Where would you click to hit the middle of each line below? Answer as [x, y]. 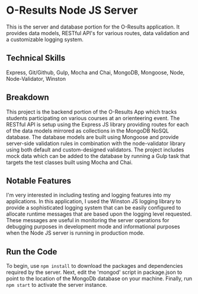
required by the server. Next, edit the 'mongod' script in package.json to [94, 272]
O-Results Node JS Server [72, 10]
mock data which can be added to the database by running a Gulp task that [98, 156]
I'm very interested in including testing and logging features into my [89, 195]
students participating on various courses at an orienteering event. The [93, 118]
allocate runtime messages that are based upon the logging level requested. [99, 214]
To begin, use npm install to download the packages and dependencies [95, 266]
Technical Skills [36, 58]
